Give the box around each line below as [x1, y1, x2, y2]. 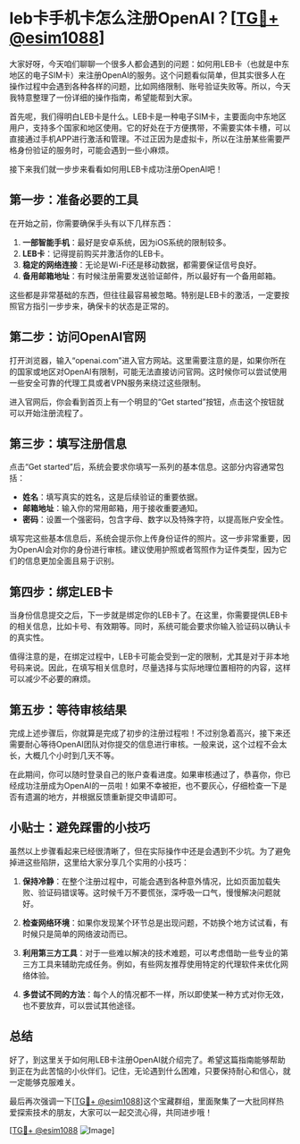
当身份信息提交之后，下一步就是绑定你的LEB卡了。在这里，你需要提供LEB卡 [9, 610, 288, 620]
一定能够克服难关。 [9, 1076, 80, 1088]
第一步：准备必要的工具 [9, 192, 138, 208]
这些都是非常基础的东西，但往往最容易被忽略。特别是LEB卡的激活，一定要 [9, 289, 282, 300]
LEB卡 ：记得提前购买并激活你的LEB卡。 [21, 248, 169, 259]
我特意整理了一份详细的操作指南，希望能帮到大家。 [9, 91, 197, 103]
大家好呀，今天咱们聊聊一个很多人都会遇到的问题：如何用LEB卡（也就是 [9, 58, 274, 69]
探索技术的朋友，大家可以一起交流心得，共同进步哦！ [16, 1106, 212, 1117]
